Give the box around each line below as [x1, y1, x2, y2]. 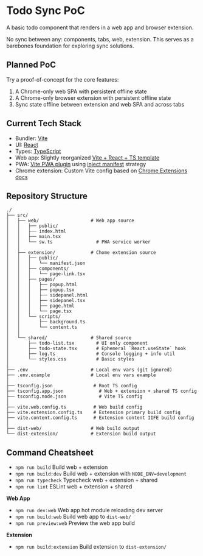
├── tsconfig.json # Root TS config [6, 383, 137, 389]
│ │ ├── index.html [6, 228, 67, 234]
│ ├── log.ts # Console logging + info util [6, 351, 175, 357]
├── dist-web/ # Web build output [6, 426, 140, 432]
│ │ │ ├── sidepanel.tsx [6, 298, 86, 304]
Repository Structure [6, 191, 88, 201]
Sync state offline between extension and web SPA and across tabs [15, 100, 185, 108]
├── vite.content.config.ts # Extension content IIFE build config [6, 415, 194, 421]
